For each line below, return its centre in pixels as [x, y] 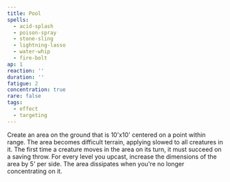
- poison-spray [35, 32]
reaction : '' [26, 70]
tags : [15, 103]
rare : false [24, 96]
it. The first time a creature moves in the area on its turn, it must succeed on [114, 149]
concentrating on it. [35, 171]
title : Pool [24, 13]
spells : [18, 20]
